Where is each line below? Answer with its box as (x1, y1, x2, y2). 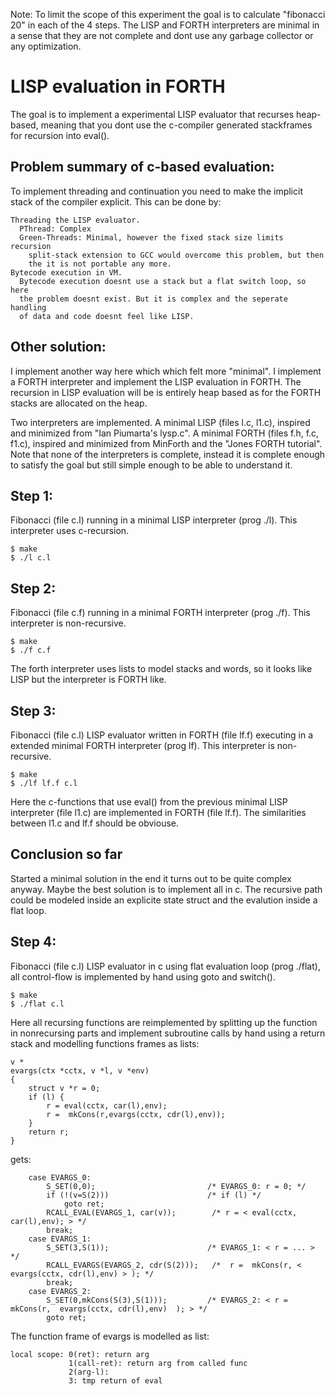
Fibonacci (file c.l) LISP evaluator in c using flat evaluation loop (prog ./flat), (10, 960, 321, 972)
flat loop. (10, 904, 47, 916)
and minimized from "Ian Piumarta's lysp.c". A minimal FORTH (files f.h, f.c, (10, 427, 320, 439)
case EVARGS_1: (28, 1234, 92, 1244)
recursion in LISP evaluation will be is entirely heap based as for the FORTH (10, 386, 322, 398)
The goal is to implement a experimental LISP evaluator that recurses (10, 108, 295, 120)
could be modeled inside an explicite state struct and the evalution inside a (10, 894, 318, 906)
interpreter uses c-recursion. (10, 525, 130, 537)
